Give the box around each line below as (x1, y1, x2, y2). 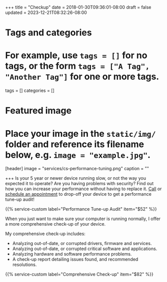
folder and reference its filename (5, 138, 144, 150)
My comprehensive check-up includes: (5, 231, 86, 237)
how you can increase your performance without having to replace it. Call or (5, 186, 162, 192)
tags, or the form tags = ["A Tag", (5, 60, 150, 72)
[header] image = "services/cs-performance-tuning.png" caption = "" (5, 166, 149, 172)
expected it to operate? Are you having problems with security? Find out (5, 181, 154, 187)
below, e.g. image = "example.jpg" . (5, 149, 151, 160)
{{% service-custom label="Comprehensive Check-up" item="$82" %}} (5, 272, 153, 278)
